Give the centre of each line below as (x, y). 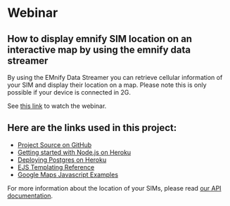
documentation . (30, 195)
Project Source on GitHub (55, 144)
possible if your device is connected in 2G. (69, 92)
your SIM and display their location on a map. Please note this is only (107, 85)
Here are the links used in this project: (92, 128)
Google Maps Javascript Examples (68, 174)
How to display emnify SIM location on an (100, 39)
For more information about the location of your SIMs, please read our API (114, 188)
